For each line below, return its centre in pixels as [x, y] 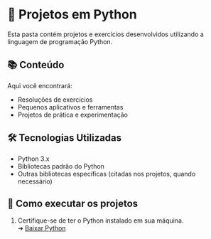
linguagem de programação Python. [60, 41]
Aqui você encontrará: [40, 85]
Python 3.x [33, 159]
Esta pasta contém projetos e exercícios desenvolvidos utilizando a [105, 34]
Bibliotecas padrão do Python [61, 166]
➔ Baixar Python [42, 228]
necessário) [35, 181]
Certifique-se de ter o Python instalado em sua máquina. [101, 221]
